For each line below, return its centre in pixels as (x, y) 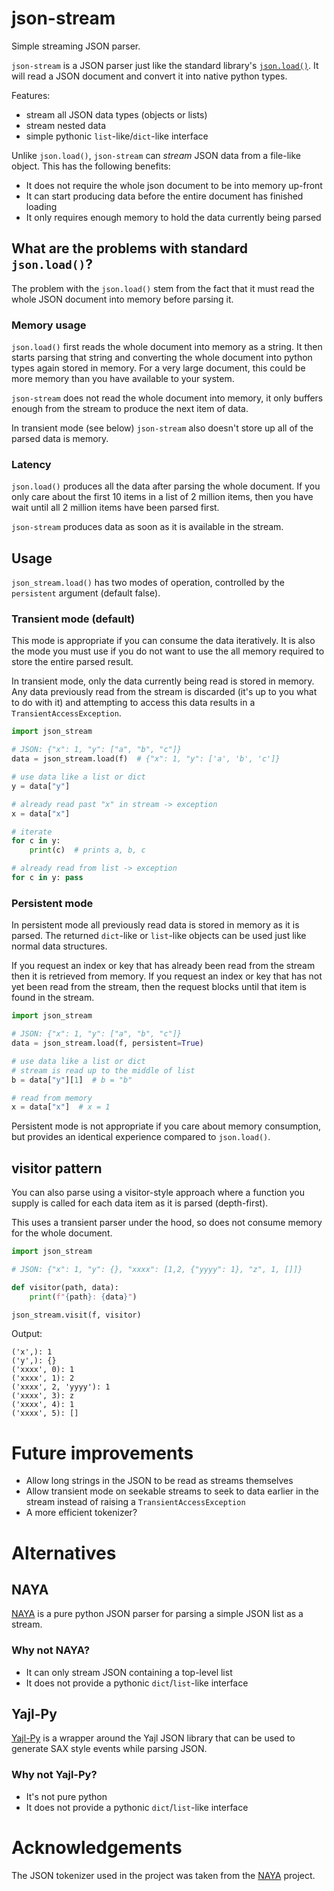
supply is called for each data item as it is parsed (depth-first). (140, 1203)
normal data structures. (59, 946)
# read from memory (52, 1098)
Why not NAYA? (51, 1650)
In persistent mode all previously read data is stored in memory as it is (155, 925)
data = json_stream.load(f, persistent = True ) (107, 1043)
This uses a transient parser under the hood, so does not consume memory (167, 1223)
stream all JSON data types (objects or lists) (116, 114)
